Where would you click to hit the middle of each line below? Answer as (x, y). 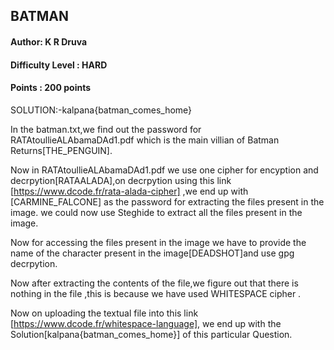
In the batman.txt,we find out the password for (106, 129)
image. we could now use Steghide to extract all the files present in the (156, 212)
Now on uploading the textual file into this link (104, 313)
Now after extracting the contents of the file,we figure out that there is (154, 283)
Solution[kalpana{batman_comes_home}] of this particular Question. (151, 334)
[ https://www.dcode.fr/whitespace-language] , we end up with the (146, 323)
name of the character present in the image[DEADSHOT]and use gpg (152, 253)
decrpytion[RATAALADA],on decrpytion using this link (121, 180)
